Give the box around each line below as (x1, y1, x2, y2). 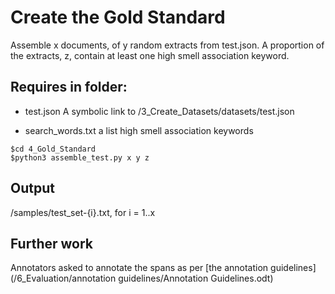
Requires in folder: (10, 79, 128, 96)
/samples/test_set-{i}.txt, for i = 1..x (10, 206, 156, 218)
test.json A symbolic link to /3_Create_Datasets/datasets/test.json (24, 105, 295, 117)
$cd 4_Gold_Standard (10, 144, 97, 154)
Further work (10, 235, 94, 252)
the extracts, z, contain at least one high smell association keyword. (10, 49, 290, 61)
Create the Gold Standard (10, 6, 226, 29)
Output (10, 180, 55, 197)
